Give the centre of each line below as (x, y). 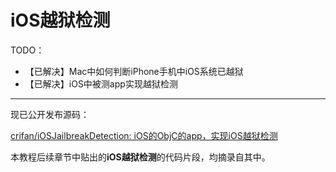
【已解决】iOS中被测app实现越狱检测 (101, 83)
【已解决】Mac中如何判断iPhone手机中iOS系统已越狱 (134, 71)
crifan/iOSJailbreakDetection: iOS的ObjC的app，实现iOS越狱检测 (144, 135)
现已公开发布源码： (50, 114)
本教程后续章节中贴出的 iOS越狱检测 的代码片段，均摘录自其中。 (140, 157)
